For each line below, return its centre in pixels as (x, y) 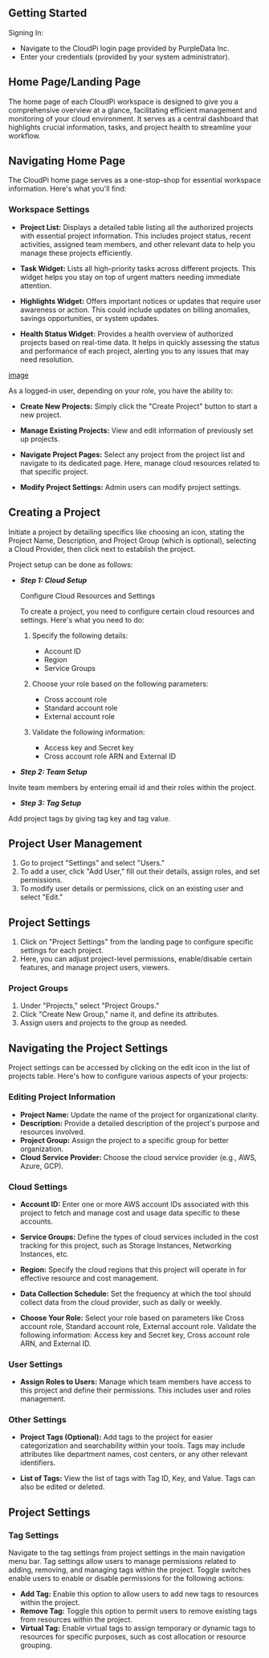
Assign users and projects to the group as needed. (104, 1023)
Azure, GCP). (42, 1166)
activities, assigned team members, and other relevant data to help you (137, 244)
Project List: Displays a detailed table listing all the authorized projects (137, 227)
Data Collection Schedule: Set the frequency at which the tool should (135, 1294)
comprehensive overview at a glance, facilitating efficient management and (132, 110)
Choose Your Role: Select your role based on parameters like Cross (132, 1318)
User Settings (35, 1364)
